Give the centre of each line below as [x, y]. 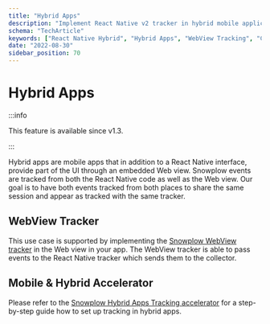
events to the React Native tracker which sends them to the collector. [123, 257]
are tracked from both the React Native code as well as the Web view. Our [131, 178]
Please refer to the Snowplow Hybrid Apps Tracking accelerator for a [123, 302]
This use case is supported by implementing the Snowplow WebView [123, 240]
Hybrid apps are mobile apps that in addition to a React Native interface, [128, 162]
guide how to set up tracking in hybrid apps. [109, 311]
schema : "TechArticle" [46, 31]
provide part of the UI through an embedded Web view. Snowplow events [130, 170]
